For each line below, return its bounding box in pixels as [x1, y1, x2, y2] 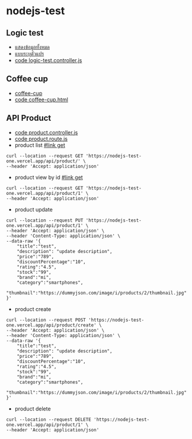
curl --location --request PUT [6, 217, 84, 223]
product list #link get [14, 141, 65, 149]
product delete [14, 405, 52, 412]
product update [14, 206, 53, 213]
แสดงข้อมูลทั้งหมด [14, 43, 50, 50]
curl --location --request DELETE [6, 416, 92, 422]
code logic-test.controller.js [14, 57, 82, 63]
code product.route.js [14, 135, 68, 142]
